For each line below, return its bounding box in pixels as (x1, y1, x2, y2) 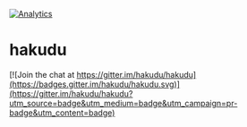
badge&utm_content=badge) (9, 107, 115, 118)
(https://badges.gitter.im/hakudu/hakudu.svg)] (9, 79, 181, 89)
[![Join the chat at (9, 69, 75, 80)
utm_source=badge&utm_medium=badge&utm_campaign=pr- (9, 97, 238, 108)
